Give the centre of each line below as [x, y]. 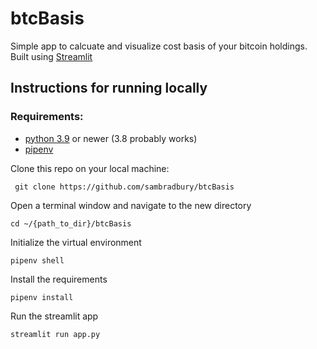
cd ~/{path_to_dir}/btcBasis [71, 223]
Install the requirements [59, 279]
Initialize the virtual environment [76, 242]
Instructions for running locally [109, 88]
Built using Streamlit [51, 56]
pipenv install [42, 297]
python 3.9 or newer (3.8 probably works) [111, 138]
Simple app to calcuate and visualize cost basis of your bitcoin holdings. [159, 46]
